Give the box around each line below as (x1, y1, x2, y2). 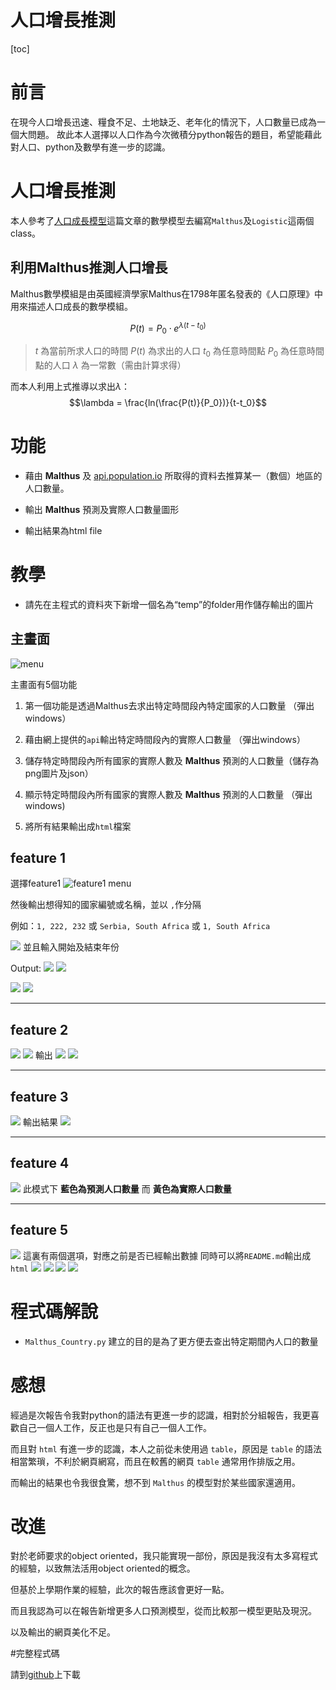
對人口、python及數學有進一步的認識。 (10, 141, 171, 153)
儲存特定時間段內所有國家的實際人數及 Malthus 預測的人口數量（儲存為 (24, 754, 320, 766)
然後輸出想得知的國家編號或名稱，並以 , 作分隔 (10, 899, 202, 911)
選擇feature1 (10, 877, 62, 890)
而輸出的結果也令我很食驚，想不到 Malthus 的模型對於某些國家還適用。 (10, 1476, 301, 1488)
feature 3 (10, 1088, 69, 1105)
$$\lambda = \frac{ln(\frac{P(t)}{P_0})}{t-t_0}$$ (68, 396, 268, 408)
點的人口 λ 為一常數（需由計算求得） (34, 359, 187, 371)
